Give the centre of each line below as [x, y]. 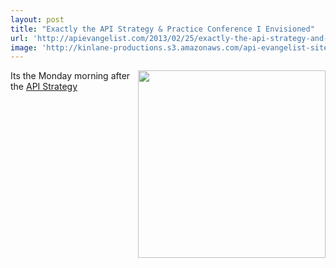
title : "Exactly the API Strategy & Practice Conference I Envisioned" [162, 29]
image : [24, 47]
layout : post [37, 19]
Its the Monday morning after [70, 76]
